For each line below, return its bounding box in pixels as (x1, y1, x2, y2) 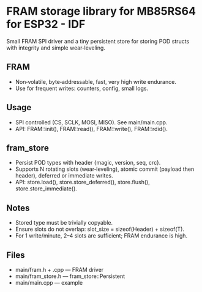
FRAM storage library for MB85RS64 (6, 4, 196, 18)
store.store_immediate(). (15, 185, 78, 192)
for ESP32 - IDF (6, 17, 86, 31)
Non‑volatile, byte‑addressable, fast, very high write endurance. (15, 78, 176, 85)
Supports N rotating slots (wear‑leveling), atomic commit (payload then (15, 165, 195, 173)
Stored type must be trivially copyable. (15, 219, 113, 226)
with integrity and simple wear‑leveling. (6, 44, 106, 51)
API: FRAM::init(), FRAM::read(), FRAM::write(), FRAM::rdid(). (15, 125, 168, 132)
